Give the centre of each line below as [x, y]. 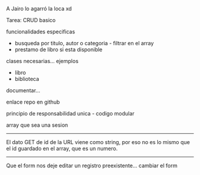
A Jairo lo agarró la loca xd [39, 9]
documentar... [23, 90]
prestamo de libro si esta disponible [59, 49]
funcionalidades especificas [41, 32]
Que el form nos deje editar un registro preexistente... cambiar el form [92, 165]
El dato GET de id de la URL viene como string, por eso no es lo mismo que [98, 142]
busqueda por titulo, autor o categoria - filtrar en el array [84, 43]
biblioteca [27, 79]
